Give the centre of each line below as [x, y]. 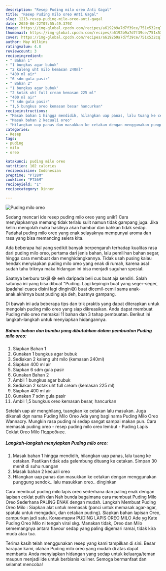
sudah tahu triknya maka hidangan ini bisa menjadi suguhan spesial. [75, 268]
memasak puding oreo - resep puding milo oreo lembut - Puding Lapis [77, 426]
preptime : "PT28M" [24, 175]
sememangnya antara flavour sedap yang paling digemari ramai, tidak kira [81, 528]
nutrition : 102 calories [31, 166]
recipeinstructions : [27, 111]
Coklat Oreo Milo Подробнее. [36, 432]
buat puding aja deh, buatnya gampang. [76, 294]
